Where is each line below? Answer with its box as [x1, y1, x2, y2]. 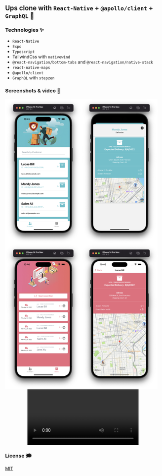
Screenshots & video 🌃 [5, 87, 61, 94]
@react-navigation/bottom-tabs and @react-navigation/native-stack [12, 59, 153, 65]
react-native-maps [12, 65, 50, 70]
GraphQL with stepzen [12, 74, 55, 81]
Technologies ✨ [5, 27, 44, 34]
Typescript [12, 49, 35, 54]
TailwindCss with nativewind [12, 54, 71, 59]
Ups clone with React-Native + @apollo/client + [5, 4, 153, 12]
